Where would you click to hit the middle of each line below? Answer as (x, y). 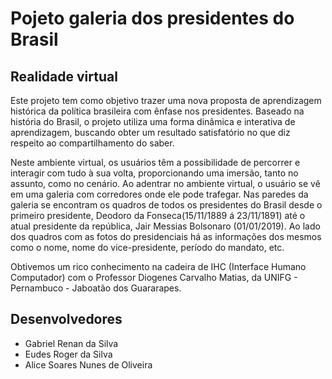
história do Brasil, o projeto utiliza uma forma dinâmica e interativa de (153, 121)
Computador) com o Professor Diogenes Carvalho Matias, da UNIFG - (154, 277)
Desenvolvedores (66, 319)
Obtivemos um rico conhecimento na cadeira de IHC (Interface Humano (158, 266)
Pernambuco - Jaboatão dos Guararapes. (96, 288)
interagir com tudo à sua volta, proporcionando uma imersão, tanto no (154, 173)
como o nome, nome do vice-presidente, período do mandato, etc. (147, 247)
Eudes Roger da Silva (68, 354)
